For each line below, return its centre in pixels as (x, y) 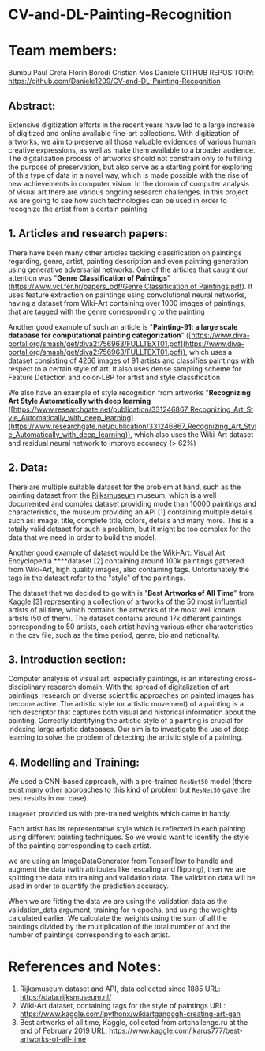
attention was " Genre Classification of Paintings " (90, 277)
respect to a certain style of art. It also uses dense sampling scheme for (125, 368)
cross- (245, 679)
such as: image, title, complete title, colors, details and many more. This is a (131, 520)
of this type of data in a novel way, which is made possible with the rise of (128, 175)
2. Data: (28, 468)
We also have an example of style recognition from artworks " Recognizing (129, 392)
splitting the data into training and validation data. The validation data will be (132, 878)
